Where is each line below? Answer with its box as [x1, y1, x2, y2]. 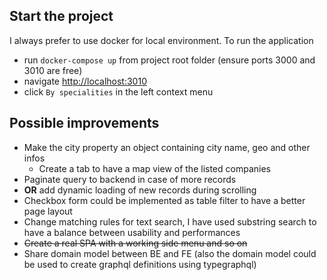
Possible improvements [9, 115, 160, 132]
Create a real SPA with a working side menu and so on [23, 237, 248, 249]
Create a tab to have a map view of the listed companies [38, 162, 271, 174]
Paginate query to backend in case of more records [23, 173, 237, 185]
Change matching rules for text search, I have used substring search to [23, 215, 317, 228]
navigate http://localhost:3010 [23, 75, 147, 87]
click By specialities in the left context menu [23, 85, 214, 98]
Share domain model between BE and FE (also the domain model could [23, 247, 317, 259]
